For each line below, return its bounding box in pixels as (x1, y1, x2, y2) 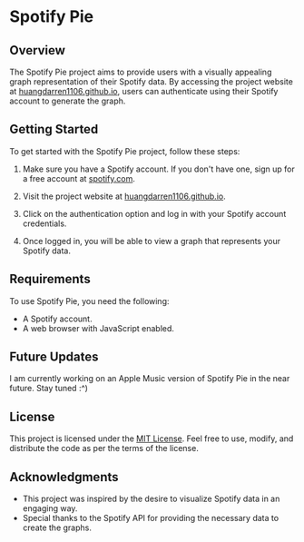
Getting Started (9, 122, 99, 137)
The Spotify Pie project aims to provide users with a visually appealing (9, 66, 272, 77)
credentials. (22, 218, 67, 229)
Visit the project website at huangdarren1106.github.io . (22, 191, 226, 202)
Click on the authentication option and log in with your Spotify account (22, 208, 287, 219)
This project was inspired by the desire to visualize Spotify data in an (22, 493, 280, 505)
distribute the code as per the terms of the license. (9, 443, 200, 454)
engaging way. (22, 503, 78, 514)
